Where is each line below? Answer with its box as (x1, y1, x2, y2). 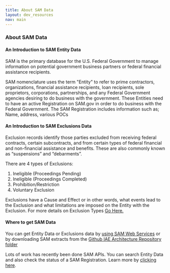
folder (5, 241, 18, 247)
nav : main (5, 17, 26, 22)
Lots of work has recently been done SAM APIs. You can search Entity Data (5, 251, 164, 257)
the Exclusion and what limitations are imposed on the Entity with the (5, 202, 150, 208)
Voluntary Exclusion (12, 187, 54, 193)
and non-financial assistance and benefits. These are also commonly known (5, 145, 165, 151)
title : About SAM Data (5, 7, 53, 13)
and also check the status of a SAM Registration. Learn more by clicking (5, 257, 157, 263)
